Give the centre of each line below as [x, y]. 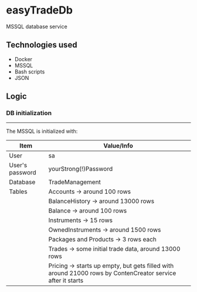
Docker [23, 59]
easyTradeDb [40, 10]
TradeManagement [75, 182]
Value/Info [118, 146]
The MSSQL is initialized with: [42, 131]
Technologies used [42, 45]
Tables [18, 192]
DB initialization [29, 113]
